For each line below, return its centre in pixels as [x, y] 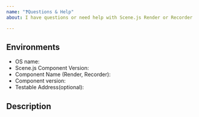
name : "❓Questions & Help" [40, 12]
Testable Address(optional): [49, 87]
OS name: [27, 62]
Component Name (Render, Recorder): [63, 74]
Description [29, 106]
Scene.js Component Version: [52, 68]
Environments [33, 47]
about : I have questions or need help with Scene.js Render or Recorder [99, 17]
